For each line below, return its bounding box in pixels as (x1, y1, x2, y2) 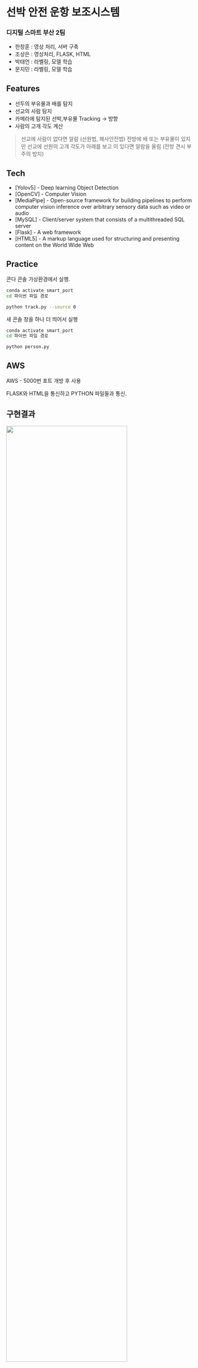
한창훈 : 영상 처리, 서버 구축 (14, 43, 79, 50)
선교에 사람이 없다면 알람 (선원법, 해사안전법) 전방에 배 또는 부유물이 (20, 136, 179, 143)
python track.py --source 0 (6, 304, 77, 310)
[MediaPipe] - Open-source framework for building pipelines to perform (14, 197, 193, 204)
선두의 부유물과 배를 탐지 (14, 100, 73, 107)
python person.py (6, 344, 50, 350)
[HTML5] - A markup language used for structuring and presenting (14, 235, 179, 242)
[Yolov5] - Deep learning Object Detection (14, 184, 119, 191)
